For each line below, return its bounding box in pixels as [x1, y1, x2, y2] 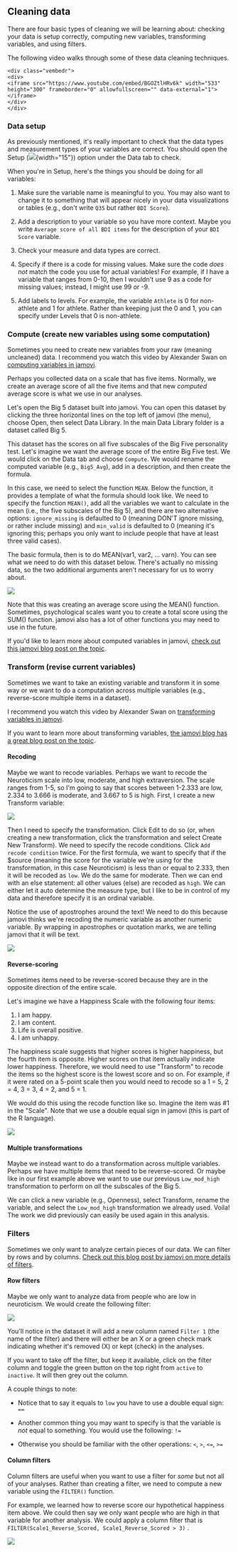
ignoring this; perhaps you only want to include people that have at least [7, 529, 219, 538]
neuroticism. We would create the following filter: [7, 1299, 151, 1308]
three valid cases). [7, 537, 62, 545]
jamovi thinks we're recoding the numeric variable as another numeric [7, 914, 212, 924]
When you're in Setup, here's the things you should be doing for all [7, 167, 203, 176]
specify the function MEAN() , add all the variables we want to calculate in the [7, 499, 229, 507]
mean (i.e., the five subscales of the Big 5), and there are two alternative [7, 507, 219, 515]
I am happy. [17, 1010, 52, 1020]
